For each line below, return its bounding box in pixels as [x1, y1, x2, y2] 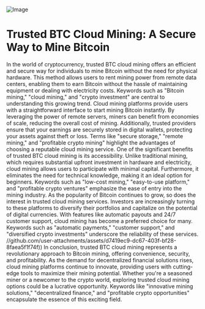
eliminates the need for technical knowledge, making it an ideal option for [6, 171, 192, 179]
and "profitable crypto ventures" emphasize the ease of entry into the [6, 184, 182, 192]
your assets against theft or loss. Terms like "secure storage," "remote [6, 132, 184, 139]
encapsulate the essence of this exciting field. [6, 295, 122, 303]
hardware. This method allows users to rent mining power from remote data [6, 74, 197, 81]
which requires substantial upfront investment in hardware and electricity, [6, 158, 192, 166]
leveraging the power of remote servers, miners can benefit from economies [6, 112, 199, 120]
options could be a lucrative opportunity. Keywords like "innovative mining [6, 283, 193, 290]
